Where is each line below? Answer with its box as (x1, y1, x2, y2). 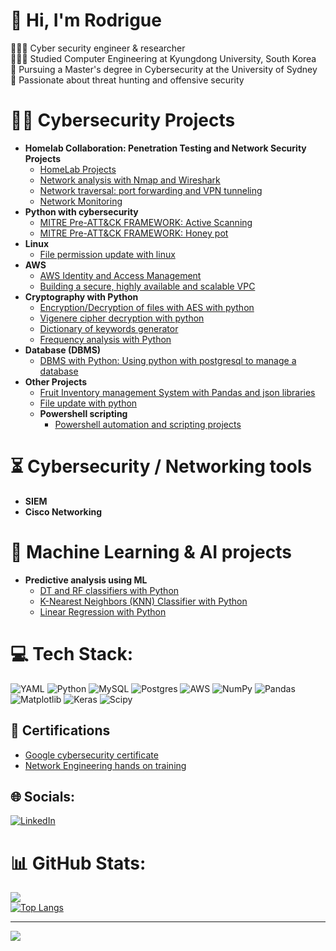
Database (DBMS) (24, 344, 102, 356)
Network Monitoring (39, 195, 123, 207)
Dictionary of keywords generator (39, 322, 179, 334)
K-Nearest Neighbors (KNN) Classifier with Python (39, 595, 248, 607)
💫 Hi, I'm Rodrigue (10, 9, 162, 32)
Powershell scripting (39, 407, 128, 419)
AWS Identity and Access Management (39, 269, 202, 281)
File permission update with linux (39, 248, 176, 260)
